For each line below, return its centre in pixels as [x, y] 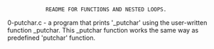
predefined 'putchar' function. [52, 38]
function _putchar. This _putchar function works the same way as [103, 30]
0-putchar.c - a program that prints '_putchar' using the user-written [107, 23]
